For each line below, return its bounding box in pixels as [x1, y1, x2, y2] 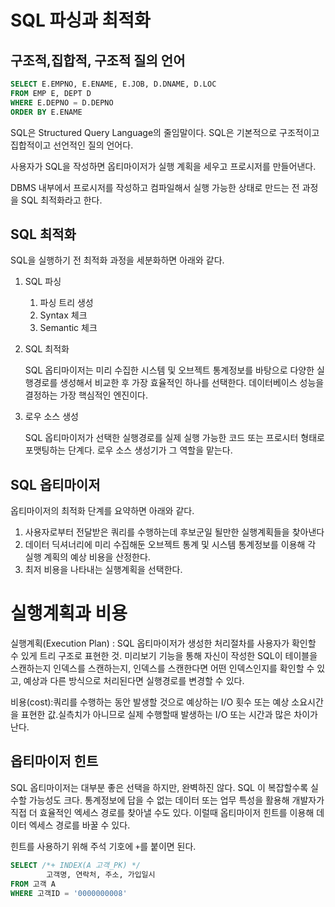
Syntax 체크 [39, 309, 88, 321]
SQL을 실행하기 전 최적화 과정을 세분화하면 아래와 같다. [10, 254, 225, 266]
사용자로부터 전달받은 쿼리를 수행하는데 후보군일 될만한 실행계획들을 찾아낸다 [24, 526, 325, 538]
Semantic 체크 [39, 322, 98, 334]
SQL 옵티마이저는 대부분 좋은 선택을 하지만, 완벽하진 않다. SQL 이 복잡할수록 [10, 781, 309, 793]
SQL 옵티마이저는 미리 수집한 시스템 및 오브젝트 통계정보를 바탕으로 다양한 [24, 364, 315, 376]
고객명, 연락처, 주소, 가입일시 [46, 869, 156, 880]
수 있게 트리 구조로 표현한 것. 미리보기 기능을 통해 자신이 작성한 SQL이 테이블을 [10, 650, 318, 662]
